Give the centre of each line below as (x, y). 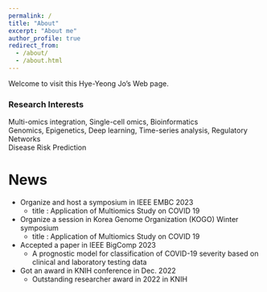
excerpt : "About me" (43, 31)
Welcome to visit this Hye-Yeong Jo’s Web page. (88, 83)
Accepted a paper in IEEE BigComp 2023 (88, 245)
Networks (25, 139)
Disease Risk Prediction (47, 148)
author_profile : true (45, 38)
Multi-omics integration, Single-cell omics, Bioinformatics (103, 122)
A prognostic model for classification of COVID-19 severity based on (145, 253)
